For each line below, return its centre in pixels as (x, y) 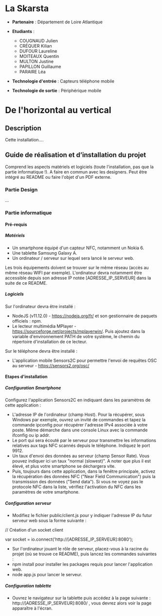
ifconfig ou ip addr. (31, 435)
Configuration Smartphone (33, 388)
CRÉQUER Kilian (36, 46)
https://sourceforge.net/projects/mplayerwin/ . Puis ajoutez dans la (78, 331)
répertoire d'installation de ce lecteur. (50, 342)
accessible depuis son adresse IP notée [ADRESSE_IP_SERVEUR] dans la (78, 278)
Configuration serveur (28, 503)
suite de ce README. (26, 283)
